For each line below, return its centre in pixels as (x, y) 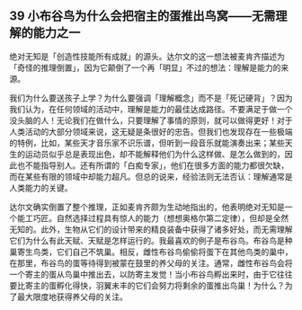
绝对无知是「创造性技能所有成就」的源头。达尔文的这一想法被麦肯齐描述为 (147, 56)
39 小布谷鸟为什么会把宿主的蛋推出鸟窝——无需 (142, 16)
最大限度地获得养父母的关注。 (72, 297)
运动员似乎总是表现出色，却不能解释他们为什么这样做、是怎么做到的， (155, 154)
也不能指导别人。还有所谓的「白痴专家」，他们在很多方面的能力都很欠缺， (153, 165)
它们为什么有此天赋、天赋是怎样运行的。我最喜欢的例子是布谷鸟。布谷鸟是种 (151, 240)
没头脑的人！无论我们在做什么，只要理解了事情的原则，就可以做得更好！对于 (151, 120)
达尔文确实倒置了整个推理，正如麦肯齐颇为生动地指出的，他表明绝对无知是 (147, 207)
